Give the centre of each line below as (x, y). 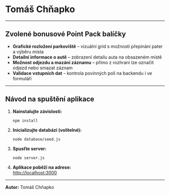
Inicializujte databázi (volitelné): (47, 130)
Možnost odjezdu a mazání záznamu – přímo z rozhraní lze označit (83, 62)
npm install (25, 120)
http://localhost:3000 (35, 172)
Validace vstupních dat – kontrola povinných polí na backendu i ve (82, 73)
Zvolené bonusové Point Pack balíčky (66, 34)
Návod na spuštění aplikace (50, 99)
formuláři (22, 78)
